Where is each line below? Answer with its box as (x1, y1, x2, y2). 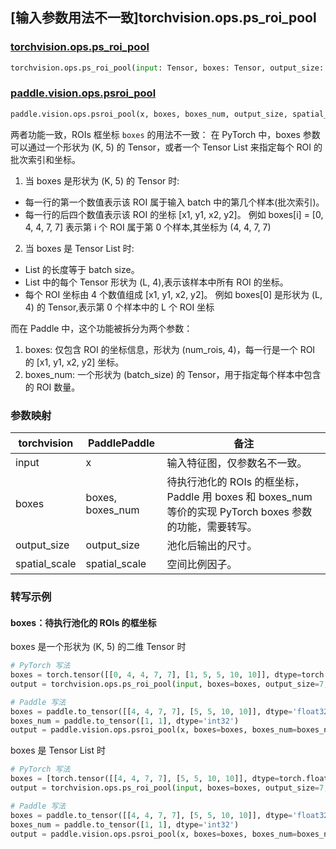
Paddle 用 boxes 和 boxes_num (166, 490, 313, 504)
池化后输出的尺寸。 (166, 539, 258, 553)
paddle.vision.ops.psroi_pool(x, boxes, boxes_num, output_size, (10, 109, 288, 119)
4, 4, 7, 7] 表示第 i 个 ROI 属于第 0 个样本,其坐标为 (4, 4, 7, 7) (24, 221, 272, 233)
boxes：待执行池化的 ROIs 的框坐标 (10, 616, 157, 628)
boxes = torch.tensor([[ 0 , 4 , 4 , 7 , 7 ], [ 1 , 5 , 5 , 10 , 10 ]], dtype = (10, 670, 302, 680)
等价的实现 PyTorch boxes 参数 (166, 505, 313, 519)
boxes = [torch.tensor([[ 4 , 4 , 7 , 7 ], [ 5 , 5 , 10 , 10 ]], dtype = (10, 774, 280, 784)
